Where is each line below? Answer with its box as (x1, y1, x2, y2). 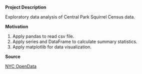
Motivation (5, 23, 28, 29)
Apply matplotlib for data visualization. (12, 44, 91, 49)
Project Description (5, 4, 46, 10)
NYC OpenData (5, 63, 36, 69)
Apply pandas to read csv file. (12, 33, 74, 39)
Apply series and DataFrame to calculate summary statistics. (12, 38, 137, 44)
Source (5, 53, 21, 59)
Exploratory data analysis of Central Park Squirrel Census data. (5, 14, 135, 19)
